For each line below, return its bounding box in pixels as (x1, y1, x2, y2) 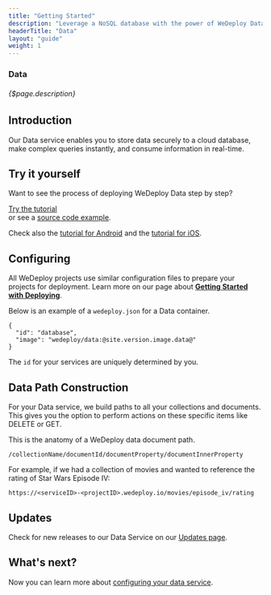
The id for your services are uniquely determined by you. (8, 357, 199, 367)
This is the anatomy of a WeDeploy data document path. (8, 435, 195, 445)
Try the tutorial (8, 204, 58, 214)
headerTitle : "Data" (8, 27, 78, 35)
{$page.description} (8, 88, 76, 98)
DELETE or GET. (8, 420, 62, 429)
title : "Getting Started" (8, 11, 95, 20)
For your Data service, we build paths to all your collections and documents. (8, 402, 261, 412)
